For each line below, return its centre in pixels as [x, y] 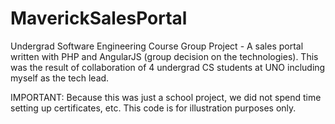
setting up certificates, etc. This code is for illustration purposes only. [153, 108]
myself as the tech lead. [60, 78]
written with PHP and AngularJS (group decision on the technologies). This [164, 56]
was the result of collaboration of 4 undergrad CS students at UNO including [168, 67]
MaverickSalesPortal [99, 18]
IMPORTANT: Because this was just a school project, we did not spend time [166, 97]
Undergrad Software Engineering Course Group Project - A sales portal [157, 46]
